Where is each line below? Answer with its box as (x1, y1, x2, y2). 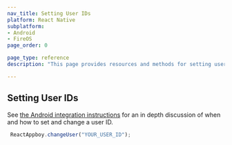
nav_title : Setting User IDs (7, 10, 91, 17)
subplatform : (7, 23, 45, 30)
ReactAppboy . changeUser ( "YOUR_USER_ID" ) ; (10, 131, 131, 138)
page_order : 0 (7, 42, 48, 49)
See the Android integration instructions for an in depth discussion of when (7, 111, 221, 119)
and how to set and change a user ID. (7, 118, 114, 126)
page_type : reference (7, 54, 70, 62)
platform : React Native (7, 16, 76, 23)
